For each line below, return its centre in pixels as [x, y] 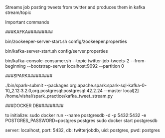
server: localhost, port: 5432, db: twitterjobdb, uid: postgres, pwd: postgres [83, 130]
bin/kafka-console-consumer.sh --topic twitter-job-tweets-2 [67, 61]
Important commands [27, 22]
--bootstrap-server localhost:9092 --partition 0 [76, 66]
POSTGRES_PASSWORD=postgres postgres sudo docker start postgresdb [82, 121]
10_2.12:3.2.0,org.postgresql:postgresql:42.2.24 [54, 91]
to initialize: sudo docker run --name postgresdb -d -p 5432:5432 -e [76, 115]
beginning [15, 66]
